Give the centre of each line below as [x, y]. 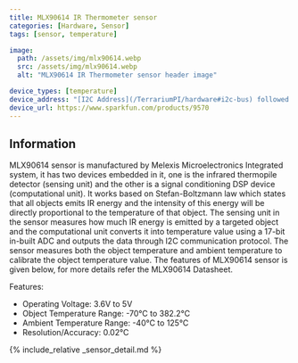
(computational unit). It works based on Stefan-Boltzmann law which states [148, 194]
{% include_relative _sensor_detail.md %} [86, 350]
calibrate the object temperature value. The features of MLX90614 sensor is [149, 260]
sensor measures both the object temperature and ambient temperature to [146, 251]
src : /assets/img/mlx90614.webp [78, 67]
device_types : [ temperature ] [63, 91]
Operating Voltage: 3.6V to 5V [77, 304]
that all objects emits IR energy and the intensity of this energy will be [137, 203]
